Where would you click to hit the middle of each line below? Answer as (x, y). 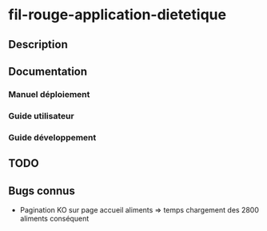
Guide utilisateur (41, 115)
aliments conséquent (54, 218)
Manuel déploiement (49, 94)
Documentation (48, 71)
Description (38, 45)
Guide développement (52, 137)
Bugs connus (42, 190)
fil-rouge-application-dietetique (117, 15)
